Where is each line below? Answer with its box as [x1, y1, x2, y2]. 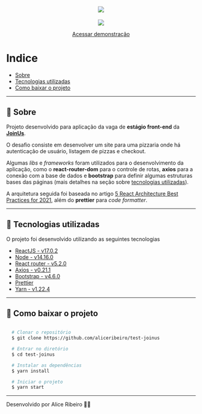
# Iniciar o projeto [11, 379, 63, 385]
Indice [6, 52, 38, 65]
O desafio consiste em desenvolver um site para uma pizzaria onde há [6, 141, 181, 148]
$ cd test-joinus [11, 352, 55, 358]
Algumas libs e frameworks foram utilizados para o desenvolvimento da [6, 159, 184, 166]
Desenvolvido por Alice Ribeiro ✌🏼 [6, 401, 91, 408]
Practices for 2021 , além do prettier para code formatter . [6, 196, 148, 204]
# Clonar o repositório [11, 329, 71, 336]
